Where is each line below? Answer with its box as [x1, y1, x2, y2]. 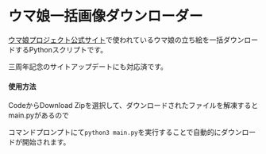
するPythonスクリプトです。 [14, 44, 108, 54]
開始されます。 [21, 137, 71, 147]
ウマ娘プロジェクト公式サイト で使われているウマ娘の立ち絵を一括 [8, 35, 224, 44]
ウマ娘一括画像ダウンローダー [8, 7, 204, 25]
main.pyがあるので [8, 110, 69, 120]
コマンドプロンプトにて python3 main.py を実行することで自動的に [8, 128, 222, 137]
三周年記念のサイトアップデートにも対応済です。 [8, 61, 168, 71]
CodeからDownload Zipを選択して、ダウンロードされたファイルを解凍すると [8, 101, 259, 110]
